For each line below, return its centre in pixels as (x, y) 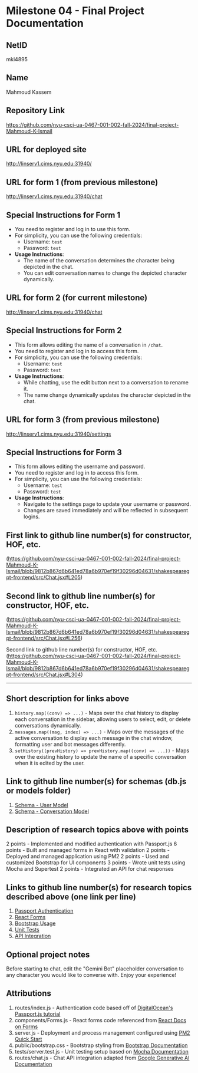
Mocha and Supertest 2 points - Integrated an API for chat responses (90, 869)
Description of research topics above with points (98, 830)
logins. (32, 516)
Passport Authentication (44, 911)
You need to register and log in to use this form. (72, 229)
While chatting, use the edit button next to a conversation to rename (106, 382)
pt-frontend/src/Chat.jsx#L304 (44, 674)
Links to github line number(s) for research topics (99, 888)
